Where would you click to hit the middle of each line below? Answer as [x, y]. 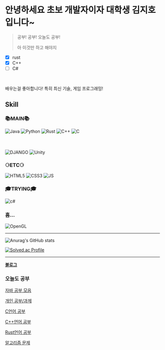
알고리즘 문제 [18, 343]
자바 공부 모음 [18, 290]
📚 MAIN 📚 [17, 119]
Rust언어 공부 [18, 332]
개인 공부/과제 [18, 301]
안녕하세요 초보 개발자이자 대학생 [68, 10]
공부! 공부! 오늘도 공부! [39, 37]
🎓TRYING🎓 [21, 189]
